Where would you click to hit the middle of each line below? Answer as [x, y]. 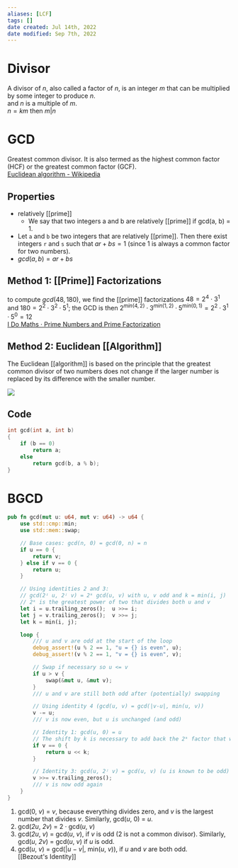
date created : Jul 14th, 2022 [52, 27]
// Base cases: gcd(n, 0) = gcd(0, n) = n [84, 543]
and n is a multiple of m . [42, 103]
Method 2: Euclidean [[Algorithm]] [85, 347]
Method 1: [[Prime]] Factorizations [84, 281]
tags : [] [20, 21]
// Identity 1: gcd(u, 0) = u [77, 733]
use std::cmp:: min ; [49, 524]
